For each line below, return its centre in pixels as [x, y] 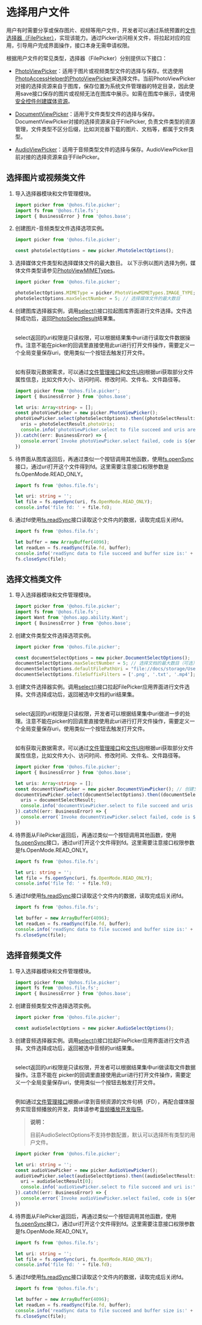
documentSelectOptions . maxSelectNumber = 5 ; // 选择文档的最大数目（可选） [106, 663]
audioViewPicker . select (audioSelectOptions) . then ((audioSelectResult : [105, 1176]
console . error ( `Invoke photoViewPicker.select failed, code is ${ [106, 441]
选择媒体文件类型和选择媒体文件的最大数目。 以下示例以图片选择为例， [103, 263]
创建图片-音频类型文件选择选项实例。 [61, 228]
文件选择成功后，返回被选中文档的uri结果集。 [81, 694]
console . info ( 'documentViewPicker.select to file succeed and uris [107, 806]
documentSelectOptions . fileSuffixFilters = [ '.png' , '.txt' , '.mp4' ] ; [105, 675]
